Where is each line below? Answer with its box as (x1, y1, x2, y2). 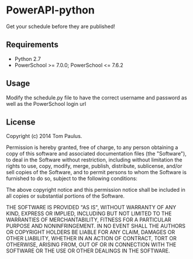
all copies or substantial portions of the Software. (6, 192, 125, 199)
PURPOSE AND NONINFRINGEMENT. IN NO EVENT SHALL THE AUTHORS (6, 223, 186, 230)
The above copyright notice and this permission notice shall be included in (6, 187, 185, 194)
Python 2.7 (14, 55, 41, 62)
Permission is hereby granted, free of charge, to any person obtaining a (6, 144, 178, 151)
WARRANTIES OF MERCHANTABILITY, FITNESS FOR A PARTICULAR (6, 216, 171, 223)
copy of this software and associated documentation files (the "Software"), (6, 150, 187, 157)
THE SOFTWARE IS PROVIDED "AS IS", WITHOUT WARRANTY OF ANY (6, 204, 177, 211)
